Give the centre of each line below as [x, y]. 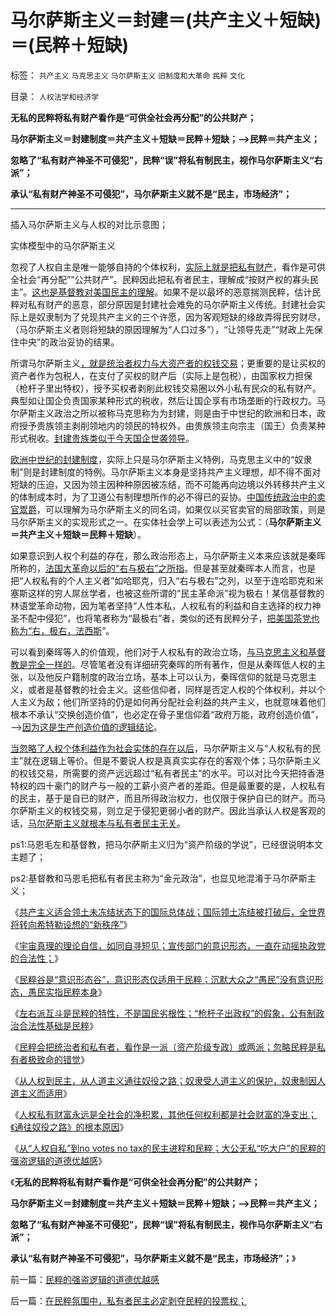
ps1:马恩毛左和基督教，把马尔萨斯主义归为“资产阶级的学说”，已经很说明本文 [167, 844]
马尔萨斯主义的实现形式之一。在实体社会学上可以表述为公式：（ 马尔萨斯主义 [166, 522]
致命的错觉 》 [63, 1059]
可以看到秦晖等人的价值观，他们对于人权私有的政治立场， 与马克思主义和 [159, 652]
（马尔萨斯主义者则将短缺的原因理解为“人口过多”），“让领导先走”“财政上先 [162, 329]
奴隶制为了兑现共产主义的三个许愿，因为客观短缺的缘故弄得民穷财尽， [181, 317]
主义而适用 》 [45, 1093]
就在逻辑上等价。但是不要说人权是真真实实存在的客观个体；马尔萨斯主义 [172, 760]
